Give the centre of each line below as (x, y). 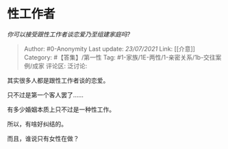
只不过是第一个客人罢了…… (46, 95)
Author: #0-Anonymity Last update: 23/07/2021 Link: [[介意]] (109, 49)
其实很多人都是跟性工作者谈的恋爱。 (58, 80)
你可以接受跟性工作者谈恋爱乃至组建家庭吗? (69, 34)
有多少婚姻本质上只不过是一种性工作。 (61, 109)
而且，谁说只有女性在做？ (43, 138)
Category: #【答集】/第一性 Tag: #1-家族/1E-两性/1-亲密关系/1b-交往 (119, 57)
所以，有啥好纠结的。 (37, 124)
